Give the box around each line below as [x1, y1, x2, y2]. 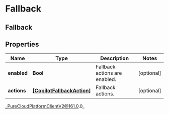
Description [100, 55, 129, 62]
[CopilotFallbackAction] [32, 87, 91, 94]
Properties [5, 40, 39, 48]
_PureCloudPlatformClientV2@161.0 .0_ [5, 103, 84, 109]
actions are [95, 70, 122, 77]
